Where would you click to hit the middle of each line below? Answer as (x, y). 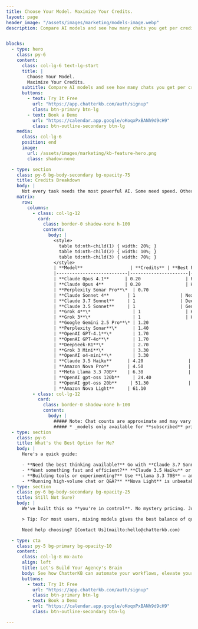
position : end (39, 143)
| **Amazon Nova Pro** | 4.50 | (122, 367)
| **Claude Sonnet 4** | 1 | (118, 295)
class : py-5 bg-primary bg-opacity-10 (64, 546)
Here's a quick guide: (49, 454)
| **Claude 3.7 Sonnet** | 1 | (118, 301)
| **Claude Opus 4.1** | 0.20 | (121, 279)
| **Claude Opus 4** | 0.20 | (121, 284)
